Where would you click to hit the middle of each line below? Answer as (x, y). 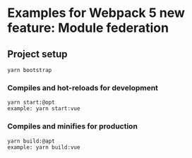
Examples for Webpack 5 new (96, 13)
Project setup (38, 54)
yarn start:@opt (31, 103)
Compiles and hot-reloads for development (83, 87)
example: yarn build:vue (44, 147)
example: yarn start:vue (44, 109)
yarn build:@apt (31, 141)
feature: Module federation (88, 28)
